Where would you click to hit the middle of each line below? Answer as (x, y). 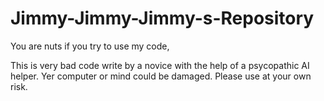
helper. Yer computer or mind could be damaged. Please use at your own (161, 76)
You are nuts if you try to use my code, (90, 46)
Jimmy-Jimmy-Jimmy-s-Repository (162, 18)
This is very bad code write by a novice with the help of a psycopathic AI (160, 65)
